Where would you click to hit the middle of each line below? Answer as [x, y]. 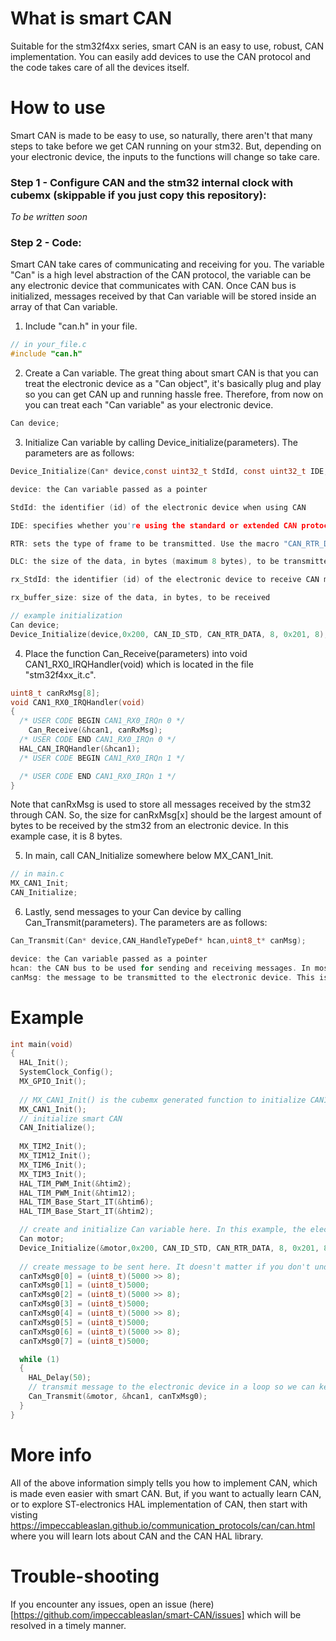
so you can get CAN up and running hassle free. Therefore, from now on [174, 394]
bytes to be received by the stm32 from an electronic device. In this [149, 826]
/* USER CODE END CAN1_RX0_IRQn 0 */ [98, 740]
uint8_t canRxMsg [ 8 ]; [55, 693]
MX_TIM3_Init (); [53, 1174]
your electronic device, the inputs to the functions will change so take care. [165, 156]
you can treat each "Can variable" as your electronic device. [149, 405]
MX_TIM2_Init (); [53, 1147]
